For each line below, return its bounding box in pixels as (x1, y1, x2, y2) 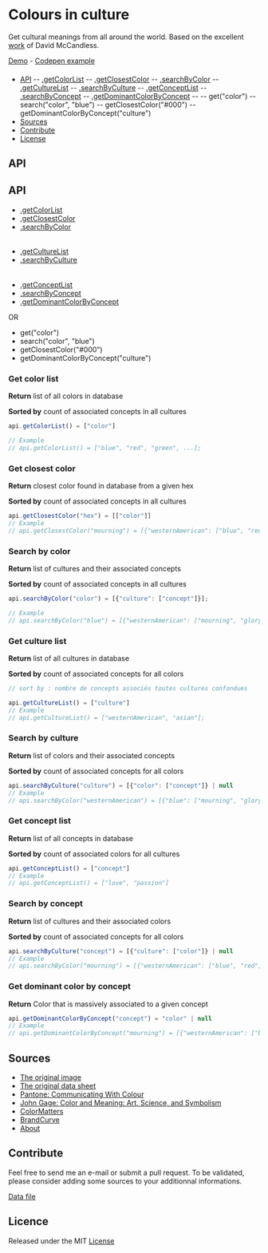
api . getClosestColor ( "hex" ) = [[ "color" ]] (8, 512, 152, 520)
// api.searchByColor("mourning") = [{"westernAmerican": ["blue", (8, 962, 238, 970)
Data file (8, 1192, 36, 1201)
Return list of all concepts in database (8, 833, 134, 843)
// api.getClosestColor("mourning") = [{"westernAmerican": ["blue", (8, 527, 245, 535)
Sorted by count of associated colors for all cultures (8, 848, 180, 859)
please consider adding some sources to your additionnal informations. (8, 1176, 242, 1186)
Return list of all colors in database (8, 391, 124, 401)
